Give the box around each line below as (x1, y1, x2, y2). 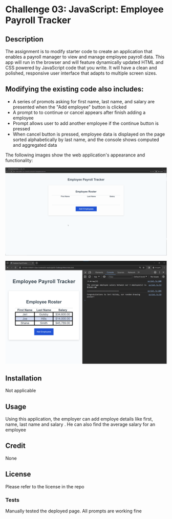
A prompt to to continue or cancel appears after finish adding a (12, 109, 146, 116)
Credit (5, 441, 26, 450)
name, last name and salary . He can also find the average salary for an (5, 421, 156, 427)
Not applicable (5, 388, 36, 394)
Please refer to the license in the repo (5, 483, 84, 489)
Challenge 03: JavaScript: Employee (5, 4, 164, 15)
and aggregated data (12, 142, 57, 148)
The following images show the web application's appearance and (5, 152, 145, 158)
